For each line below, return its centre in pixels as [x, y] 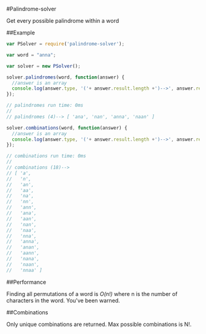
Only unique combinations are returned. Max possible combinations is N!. [99, 324]
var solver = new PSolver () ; [44, 66]
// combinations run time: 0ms [46, 156]
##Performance [26, 282]
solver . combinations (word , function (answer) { [67, 128]
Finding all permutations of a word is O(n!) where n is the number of [92, 293]
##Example [21, 33]
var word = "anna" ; [31, 55]
